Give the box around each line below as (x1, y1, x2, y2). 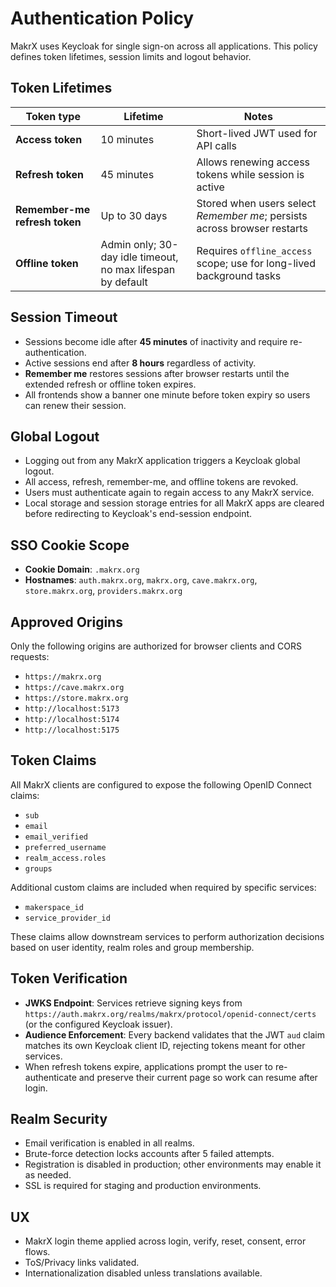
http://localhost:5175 (24, 725, 120, 735)
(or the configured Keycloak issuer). (24, 1018, 173, 1030)
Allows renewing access (196, 155, 311, 169)
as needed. (24, 1169, 72, 1181)
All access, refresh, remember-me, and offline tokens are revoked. (24, 476, 299, 488)
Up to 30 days (100, 208, 168, 222)
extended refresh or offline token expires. (24, 378, 197, 390)
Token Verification (10, 970, 128, 987)
